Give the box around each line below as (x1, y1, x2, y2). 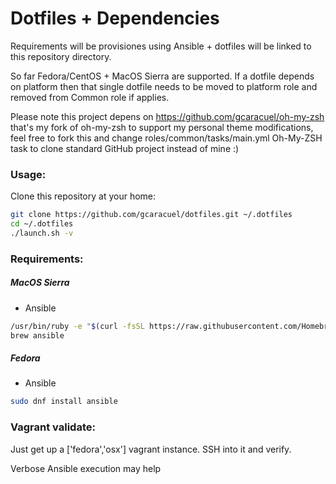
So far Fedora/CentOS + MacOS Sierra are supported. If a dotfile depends (10, 70, 315, 82)
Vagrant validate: (10, 420, 96, 434)
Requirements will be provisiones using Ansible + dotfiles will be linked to (10, 40, 312, 52)
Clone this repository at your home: (10, 190, 157, 202)
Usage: (10, 167, 47, 181)
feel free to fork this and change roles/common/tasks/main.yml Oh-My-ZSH (10, 132, 323, 144)
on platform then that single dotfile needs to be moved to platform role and (10, 80, 318, 92)
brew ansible (10, 330, 65, 341)
